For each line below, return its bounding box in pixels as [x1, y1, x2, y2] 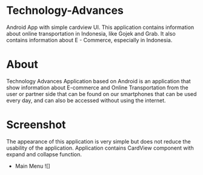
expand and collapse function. [6, 150, 82, 157]
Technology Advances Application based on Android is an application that [6, 77, 191, 84]
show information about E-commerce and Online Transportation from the [6, 84, 189, 91]
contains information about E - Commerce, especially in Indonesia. [6, 36, 173, 43]
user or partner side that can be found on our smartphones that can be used [6, 90, 197, 97]
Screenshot [6, 118, 66, 132]
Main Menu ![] [15, 162, 50, 170]
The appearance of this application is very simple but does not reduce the [6, 138, 191, 145]
